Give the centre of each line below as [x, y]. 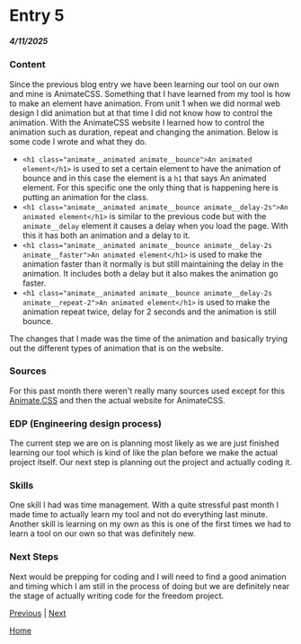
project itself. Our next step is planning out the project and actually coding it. [150, 463]
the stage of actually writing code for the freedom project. [117, 595]
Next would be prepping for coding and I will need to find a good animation [148, 577]
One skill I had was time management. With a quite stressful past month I [144, 505]
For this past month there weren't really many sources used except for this [147, 391]
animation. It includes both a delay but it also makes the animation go [150, 273]
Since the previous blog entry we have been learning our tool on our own [144, 84]
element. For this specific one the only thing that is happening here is [150, 187]
